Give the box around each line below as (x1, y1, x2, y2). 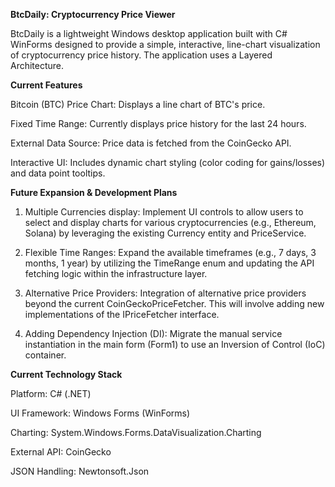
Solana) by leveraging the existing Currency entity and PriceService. (24, 227, 307, 239)
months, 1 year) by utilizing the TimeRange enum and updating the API (24, 257, 315, 269)
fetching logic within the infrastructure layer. (24, 268, 208, 279)
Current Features (10, 79, 83, 91)
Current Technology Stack (10, 369, 123, 380)
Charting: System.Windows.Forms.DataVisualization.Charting (10, 427, 262, 438)
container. (24, 349, 67, 361)
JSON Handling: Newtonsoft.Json (10, 465, 150, 477)
